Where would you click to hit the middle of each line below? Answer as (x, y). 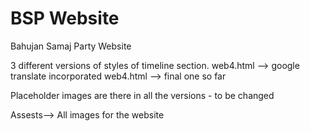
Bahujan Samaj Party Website (71, 46)
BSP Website (65, 18)
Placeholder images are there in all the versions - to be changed (142, 95)
